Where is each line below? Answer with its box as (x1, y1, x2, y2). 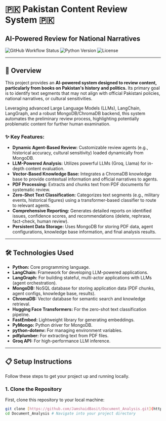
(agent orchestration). (12, 280, 57, 286)
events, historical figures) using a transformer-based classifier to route (12, 197, 157, 203)
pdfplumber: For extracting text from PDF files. (12, 332, 109, 338)
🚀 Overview (5, 66, 41, 75)
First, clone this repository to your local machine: (5, 397, 105, 403)
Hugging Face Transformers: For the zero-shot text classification (12, 306, 147, 312)
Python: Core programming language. (12, 264, 90, 270)
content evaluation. (25, 166, 65, 172)
